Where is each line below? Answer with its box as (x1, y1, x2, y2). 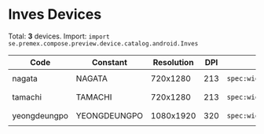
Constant (91, 56, 128, 67)
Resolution (152, 56, 194, 67)
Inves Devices (8, 5, 102, 24)
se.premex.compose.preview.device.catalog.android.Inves (8, 39, 199, 48)
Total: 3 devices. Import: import (8, 31, 110, 41)
